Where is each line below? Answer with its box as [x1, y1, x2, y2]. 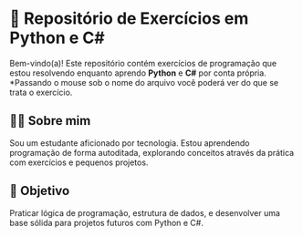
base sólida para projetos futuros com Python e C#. [9, 217, 204, 228]
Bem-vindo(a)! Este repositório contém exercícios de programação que [9, 57, 277, 68]
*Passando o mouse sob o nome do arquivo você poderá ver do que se [9, 77, 279, 88]
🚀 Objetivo [9, 183, 70, 199]
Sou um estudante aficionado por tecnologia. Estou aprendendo [9, 137, 250, 149]
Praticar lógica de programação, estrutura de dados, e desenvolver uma [9, 207, 281, 218]
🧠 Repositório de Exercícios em [9, 8, 249, 29]
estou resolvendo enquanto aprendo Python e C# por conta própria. [9, 67, 266, 78]
